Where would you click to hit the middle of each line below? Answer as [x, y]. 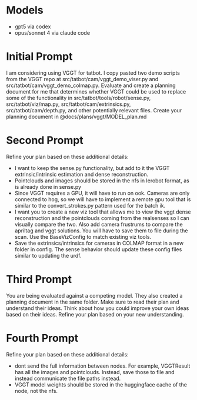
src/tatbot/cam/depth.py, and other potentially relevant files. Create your [94, 110]
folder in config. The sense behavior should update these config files [98, 249]
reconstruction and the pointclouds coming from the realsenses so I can [102, 218]
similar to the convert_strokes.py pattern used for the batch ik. [90, 205]
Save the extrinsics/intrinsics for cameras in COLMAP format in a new [99, 243]
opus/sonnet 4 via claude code [52, 32]
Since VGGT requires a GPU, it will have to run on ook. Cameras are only [102, 193]
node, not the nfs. [36, 391]
